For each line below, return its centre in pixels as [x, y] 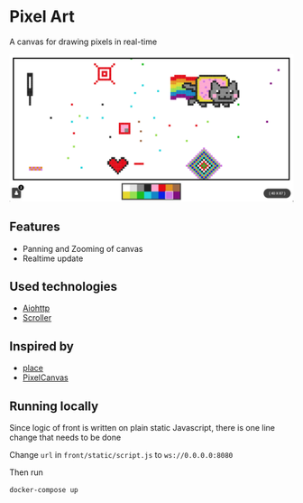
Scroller [37, 318]
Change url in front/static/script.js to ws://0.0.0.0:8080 [121, 455]
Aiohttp [36, 308]
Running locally [54, 406]
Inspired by [41, 346]
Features [35, 227]
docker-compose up [44, 490]
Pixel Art [42, 17]
